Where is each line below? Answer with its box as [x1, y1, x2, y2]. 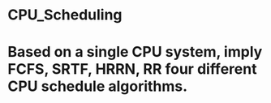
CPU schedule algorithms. [7, 77, 188, 96]
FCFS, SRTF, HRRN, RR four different [7, 60, 257, 79]
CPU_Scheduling [7, 6, 123, 24]
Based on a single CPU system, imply [7, 43, 263, 62]
